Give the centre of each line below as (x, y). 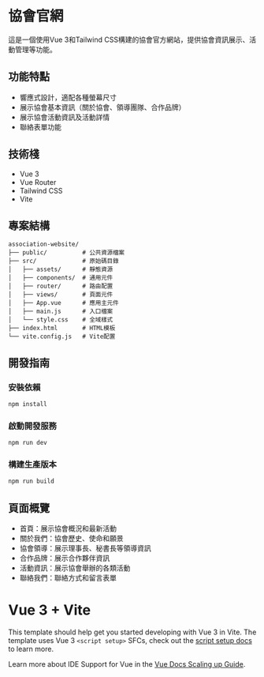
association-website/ (44, 244)
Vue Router (38, 182)
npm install (28, 404)
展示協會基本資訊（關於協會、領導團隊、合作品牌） (102, 107)
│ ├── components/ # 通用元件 (61, 278)
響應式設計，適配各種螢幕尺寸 (68, 97)
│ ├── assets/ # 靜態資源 (61, 269)
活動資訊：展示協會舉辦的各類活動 (75, 568)
